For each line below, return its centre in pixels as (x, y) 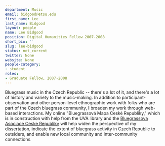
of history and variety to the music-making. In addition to (63, 97)
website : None (20, 60)
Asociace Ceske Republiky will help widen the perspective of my (71, 123)
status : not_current (26, 51)
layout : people (21, 28)
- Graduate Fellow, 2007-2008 (36, 78)
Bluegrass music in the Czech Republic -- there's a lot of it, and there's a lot (82, 92)
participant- (134, 97)
